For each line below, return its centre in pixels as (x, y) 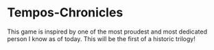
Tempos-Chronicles (65, 13)
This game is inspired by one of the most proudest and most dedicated (107, 32)
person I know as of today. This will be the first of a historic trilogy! (101, 38)
